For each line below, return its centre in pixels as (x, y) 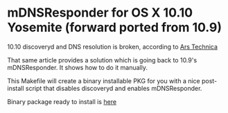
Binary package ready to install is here (62, 101)
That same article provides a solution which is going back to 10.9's (102, 60)
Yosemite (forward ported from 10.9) (115, 27)
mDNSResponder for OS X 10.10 (100, 13)
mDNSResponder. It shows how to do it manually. (77, 67)
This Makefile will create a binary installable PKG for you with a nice (104, 80)
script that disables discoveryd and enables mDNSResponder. (114, 88)
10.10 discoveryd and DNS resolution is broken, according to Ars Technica (113, 46)
